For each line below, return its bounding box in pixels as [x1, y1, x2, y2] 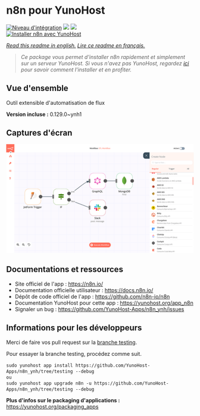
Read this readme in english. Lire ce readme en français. [6, 42, 145, 49]
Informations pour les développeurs [6, 323, 142, 333]
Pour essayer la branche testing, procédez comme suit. [6, 350, 142, 357]
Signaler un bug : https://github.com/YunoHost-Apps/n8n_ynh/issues [14, 305, 185, 312]
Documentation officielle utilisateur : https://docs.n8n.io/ [14, 286, 154, 293]
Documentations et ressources [6, 264, 124, 274]
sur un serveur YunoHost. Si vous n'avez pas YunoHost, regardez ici [20, 60, 189, 67]
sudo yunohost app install [6, 362, 73, 368]
